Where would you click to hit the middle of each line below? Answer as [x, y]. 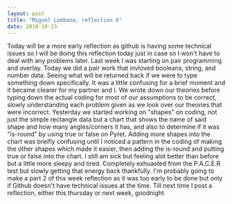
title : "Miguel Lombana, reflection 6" [65, 20]
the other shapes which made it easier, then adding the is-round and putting [116, 149]
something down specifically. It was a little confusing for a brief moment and [116, 83]
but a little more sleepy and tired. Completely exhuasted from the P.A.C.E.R [114, 164]
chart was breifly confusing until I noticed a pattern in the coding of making [115, 142]
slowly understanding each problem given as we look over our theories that [115, 105]
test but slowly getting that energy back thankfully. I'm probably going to [111, 171]
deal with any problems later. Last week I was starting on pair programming [114, 61]
